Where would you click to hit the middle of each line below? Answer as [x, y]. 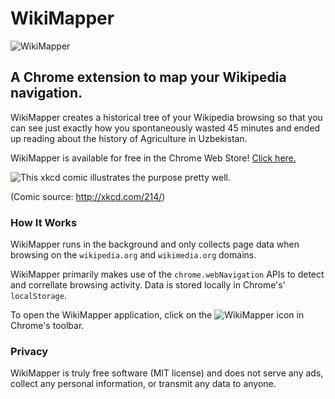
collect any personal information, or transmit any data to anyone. [143, 384]
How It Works [44, 222]
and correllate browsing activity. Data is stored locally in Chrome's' [148, 285]
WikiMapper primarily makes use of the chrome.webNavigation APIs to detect [167, 274]
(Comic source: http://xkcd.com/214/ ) [88, 196]
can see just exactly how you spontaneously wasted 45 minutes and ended [165, 128]
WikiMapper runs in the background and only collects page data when [155, 244]
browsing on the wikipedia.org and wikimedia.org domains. [133, 255]
